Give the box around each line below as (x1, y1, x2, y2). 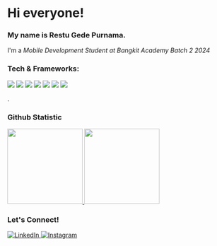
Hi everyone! (7, 5, 85, 21)
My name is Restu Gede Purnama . (7, 30, 126, 40)
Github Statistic (7, 112, 62, 122)
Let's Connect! (7, 215, 59, 224)
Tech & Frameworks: (7, 64, 80, 74)
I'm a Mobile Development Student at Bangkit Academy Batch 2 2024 (7, 46, 211, 54)
